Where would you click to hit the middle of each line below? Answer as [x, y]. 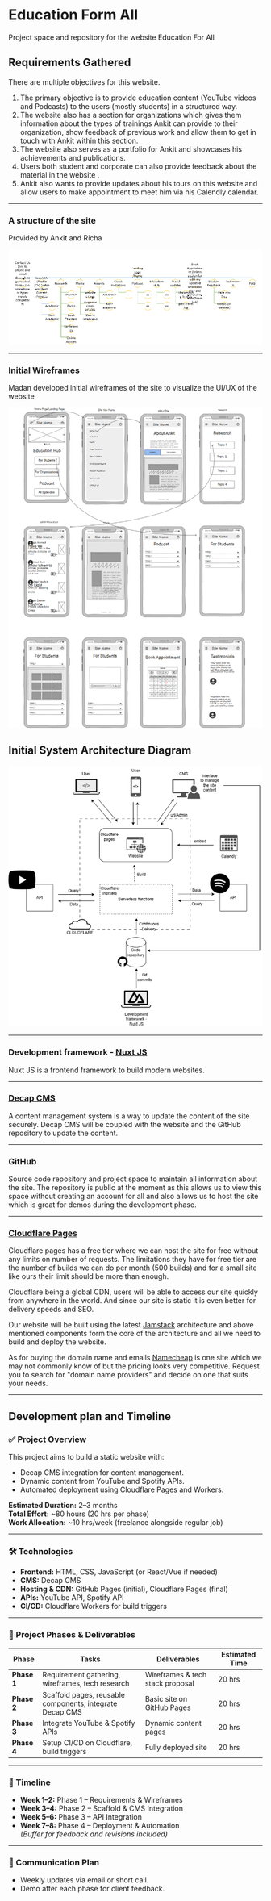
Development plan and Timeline [90, 1416]
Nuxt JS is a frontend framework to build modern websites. [106, 1070]
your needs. [28, 1383]
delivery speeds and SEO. [51, 1310]
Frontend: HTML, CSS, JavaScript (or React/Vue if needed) [119, 1572]
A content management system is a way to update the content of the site [129, 1116]
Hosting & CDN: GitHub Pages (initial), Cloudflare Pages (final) [124, 1589]
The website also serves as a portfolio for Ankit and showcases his [131, 149]
